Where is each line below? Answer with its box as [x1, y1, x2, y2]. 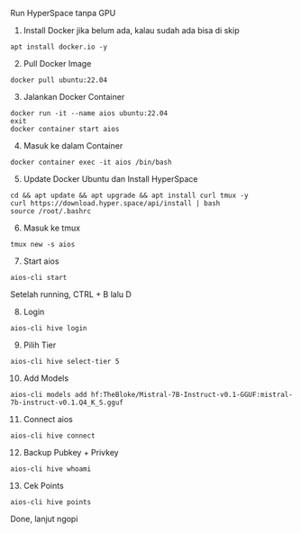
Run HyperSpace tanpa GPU [10, 8, 116, 18]
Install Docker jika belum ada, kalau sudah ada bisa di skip [23, 25, 240, 35]
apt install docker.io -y [10, 42, 107, 51]
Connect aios [23, 414, 73, 424]
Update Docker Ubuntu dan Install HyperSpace [23, 174, 198, 184]
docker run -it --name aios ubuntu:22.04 [10, 109, 169, 118]
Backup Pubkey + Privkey [23, 447, 120, 457]
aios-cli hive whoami [10, 465, 92, 474]
